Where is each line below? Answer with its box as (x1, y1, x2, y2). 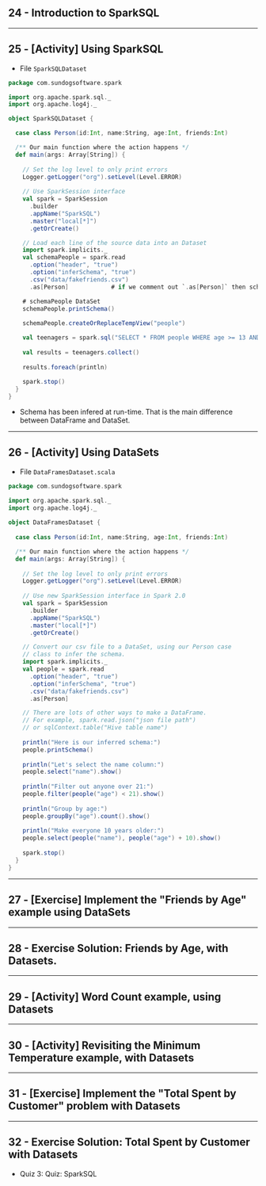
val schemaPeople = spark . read (22, 254, 126, 262)
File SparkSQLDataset (19, 63, 87, 73)
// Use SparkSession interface (22, 188, 126, 196)
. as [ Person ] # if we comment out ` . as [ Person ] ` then (28, 283, 246, 291)
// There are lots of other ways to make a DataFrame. (22, 709, 207, 717)
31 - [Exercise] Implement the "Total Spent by (8, 1087, 237, 1100)
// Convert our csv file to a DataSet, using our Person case (22, 643, 232, 651)
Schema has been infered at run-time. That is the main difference (19, 407, 234, 416)
